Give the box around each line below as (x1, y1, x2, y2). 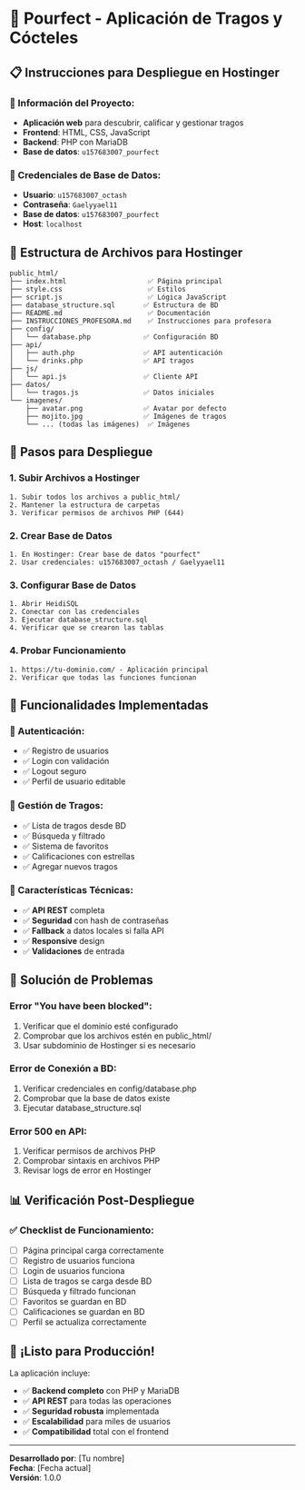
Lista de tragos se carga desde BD (22, 1276, 152, 1286)
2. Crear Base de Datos (9, 529, 113, 541)
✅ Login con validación (22, 756, 110, 767)
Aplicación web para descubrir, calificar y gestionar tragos (22, 117, 244, 128)
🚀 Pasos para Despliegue (9, 444, 153, 460)
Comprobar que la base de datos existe (22, 1092, 171, 1103)
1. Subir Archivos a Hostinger (9, 472, 141, 484)
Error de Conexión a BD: (9, 1062, 117, 1075)
